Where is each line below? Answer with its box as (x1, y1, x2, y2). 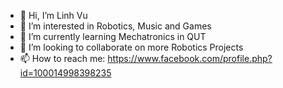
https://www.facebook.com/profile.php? (107, 53, 273, 64)
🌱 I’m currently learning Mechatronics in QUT (19, 31, 207, 42)
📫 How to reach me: (19, 53, 106, 64)
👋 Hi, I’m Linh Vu (19, 10, 88, 21)
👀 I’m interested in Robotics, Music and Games (19, 20, 212, 32)
